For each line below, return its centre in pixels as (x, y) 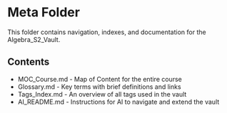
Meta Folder (44, 12)
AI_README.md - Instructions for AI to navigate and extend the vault (118, 102)
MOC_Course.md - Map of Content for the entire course (100, 79)
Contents (29, 62)
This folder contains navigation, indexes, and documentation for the (107, 32)
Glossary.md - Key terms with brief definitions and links (99, 87)
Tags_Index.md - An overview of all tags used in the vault (102, 94)
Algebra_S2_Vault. (34, 39)
